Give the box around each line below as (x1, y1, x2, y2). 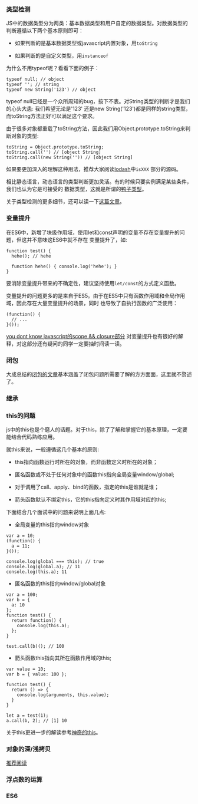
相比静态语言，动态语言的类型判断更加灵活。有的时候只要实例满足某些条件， (6, 178, 192, 185)
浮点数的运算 (6, 776, 43, 784)
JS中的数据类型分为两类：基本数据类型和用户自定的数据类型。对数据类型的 (6, 19, 188, 27)
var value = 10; (6, 666, 46, 673)
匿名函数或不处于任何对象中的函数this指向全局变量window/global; (14, 471, 175, 478)
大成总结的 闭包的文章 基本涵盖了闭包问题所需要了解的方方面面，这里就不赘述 (6, 370, 192, 378)
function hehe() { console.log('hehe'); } (11, 263, 117, 269)
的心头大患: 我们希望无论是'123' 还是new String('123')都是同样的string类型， (6, 105, 192, 113)
